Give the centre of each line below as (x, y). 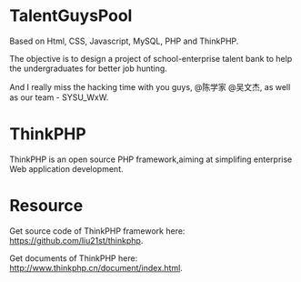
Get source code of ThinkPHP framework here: (97, 231)
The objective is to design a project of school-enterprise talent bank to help (151, 58)
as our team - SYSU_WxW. (59, 97)
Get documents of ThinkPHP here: (74, 258)
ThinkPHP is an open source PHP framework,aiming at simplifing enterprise (151, 159)
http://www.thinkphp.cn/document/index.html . (96, 267)
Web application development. (66, 168)
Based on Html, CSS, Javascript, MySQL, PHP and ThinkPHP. (124, 41)
